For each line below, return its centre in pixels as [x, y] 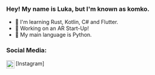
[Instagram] [30, 63]
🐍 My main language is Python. [53, 35]
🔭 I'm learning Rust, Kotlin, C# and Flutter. [66, 22]
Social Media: [26, 50]
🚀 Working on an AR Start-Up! [52, 28]
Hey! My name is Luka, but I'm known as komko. [78, 9]
